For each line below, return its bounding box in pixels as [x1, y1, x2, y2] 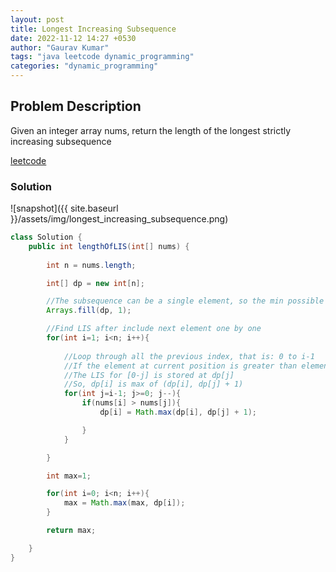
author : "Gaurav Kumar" [10, 42, 110, 53]
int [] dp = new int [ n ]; [46, 278, 145, 288]
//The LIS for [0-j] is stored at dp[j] [63, 370, 235, 380]
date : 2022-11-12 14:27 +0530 [10, 33, 137, 43]
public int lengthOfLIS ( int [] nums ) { [28, 241, 190, 251]
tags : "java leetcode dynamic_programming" [10, 52, 195, 62]
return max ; [46, 526, 97, 536]
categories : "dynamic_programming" [10, 61, 159, 71]
